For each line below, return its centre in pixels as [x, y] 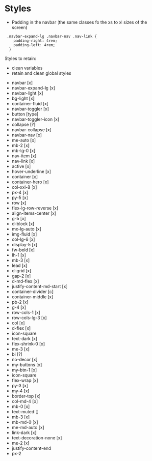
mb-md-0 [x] [25, 422]
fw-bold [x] [23, 250]
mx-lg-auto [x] [26, 229]
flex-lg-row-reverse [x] [35, 208]
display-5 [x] [25, 244]
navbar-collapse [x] [32, 130]
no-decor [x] [25, 359]
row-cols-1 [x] [26, 312]
